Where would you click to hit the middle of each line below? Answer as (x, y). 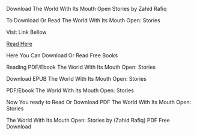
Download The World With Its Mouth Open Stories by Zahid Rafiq (86, 9)
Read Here (20, 44)
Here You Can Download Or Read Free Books (62, 55)
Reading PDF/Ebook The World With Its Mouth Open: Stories (81, 67)
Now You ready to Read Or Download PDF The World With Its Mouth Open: (99, 102)
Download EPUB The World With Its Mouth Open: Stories (77, 79)
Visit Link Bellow (26, 32)
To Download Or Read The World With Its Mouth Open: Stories (83, 20)
